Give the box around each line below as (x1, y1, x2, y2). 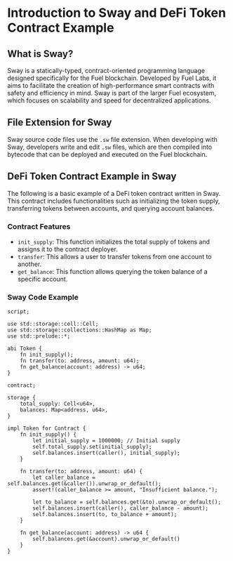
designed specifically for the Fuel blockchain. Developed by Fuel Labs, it (7, 74, 217, 82)
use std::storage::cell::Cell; (7, 321, 99, 328)
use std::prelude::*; (7, 333, 71, 340)
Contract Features (7, 221, 71, 231)
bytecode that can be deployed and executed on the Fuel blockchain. (7, 150, 208, 159)
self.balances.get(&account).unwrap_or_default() (32, 536, 180, 543)
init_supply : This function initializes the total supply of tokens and (17, 237, 211, 246)
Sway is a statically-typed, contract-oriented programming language (7, 67, 206, 74)
